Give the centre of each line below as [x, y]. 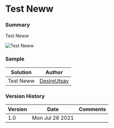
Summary [18, 25]
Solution [21, 72]
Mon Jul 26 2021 [53, 118]
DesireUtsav [54, 81]
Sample [15, 59]
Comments [92, 109]
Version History [25, 96]
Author [54, 72]
